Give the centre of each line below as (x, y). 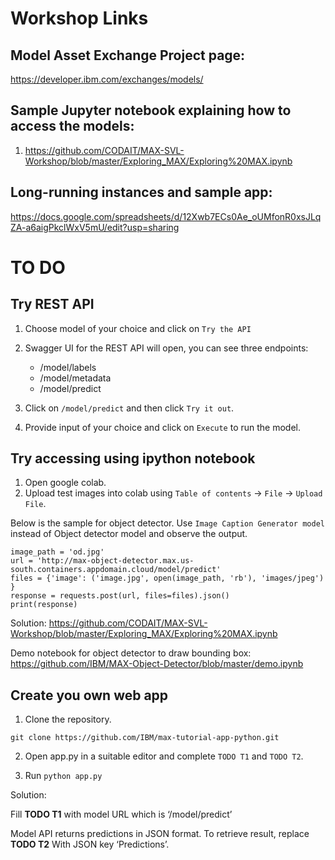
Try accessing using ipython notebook (133, 458)
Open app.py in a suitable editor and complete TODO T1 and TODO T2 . (164, 756)
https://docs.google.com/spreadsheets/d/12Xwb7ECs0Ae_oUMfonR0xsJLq (166, 216)
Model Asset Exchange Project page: (128, 55)
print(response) (44, 605)
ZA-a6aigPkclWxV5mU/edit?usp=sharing (95, 227)
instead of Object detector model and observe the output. (129, 534)
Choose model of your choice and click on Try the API (138, 328)
